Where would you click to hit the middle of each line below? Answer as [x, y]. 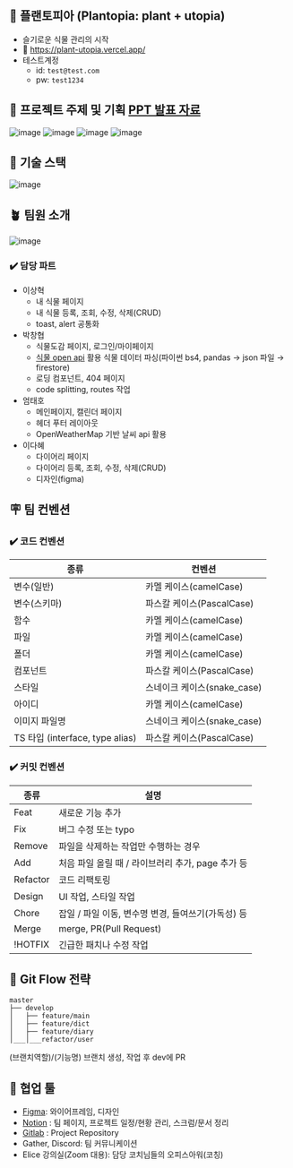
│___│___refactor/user [52, 1040]
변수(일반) [34, 587]
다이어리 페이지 [62, 456]
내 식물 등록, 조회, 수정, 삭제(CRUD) [99, 313]
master [22, 1001]
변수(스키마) [38, 604]
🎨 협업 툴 [32, 1088]
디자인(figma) [60, 478]
